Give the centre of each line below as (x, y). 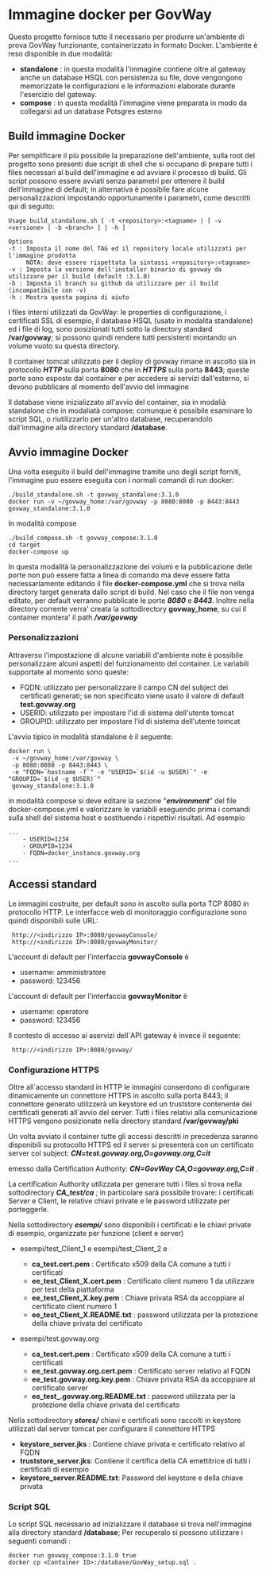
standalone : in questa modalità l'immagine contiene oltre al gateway (133, 68)
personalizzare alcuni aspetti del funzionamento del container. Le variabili (129, 663)
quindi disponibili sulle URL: (54, 920)
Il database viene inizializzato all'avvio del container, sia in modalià (117, 402)
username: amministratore (63, 972)
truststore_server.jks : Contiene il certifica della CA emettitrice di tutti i (135, 1460)
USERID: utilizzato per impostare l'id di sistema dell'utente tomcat (127, 713)
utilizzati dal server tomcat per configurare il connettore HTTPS (112, 1428)
